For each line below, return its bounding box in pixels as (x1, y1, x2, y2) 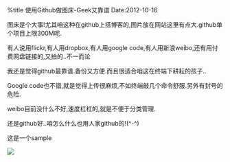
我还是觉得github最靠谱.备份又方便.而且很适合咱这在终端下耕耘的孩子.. (7, 67, 207, 75)
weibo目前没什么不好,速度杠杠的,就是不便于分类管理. (7, 105, 156, 113)
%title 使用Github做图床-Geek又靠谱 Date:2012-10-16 (7, 6, 158, 14)
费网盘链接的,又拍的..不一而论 (7, 52, 91, 60)
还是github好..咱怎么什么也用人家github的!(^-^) (7, 119, 139, 127)
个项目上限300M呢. (7, 30, 62, 37)
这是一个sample (7, 134, 52, 142)
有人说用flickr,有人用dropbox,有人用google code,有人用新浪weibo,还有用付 (7, 44, 218, 51)
